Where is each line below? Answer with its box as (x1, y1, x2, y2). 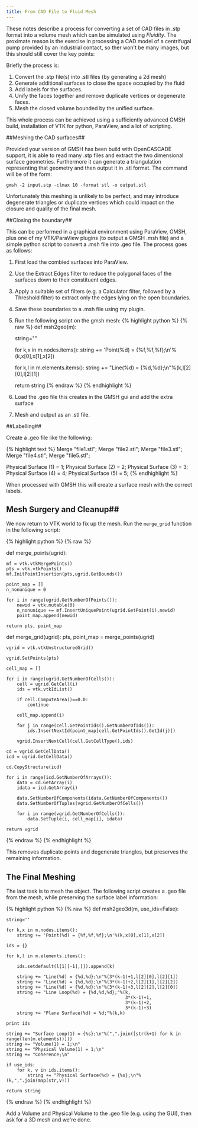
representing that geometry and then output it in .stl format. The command (6, 164, 187, 171)
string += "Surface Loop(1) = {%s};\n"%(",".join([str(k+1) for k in (6, 1031, 181, 1037)
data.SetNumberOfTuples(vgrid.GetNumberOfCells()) (17, 801, 144, 807)
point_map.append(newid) (17, 613, 78, 619)
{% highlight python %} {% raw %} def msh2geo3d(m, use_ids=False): (6, 905, 179, 913)
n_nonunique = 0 (6, 587, 46, 593)
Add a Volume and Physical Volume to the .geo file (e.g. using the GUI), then (6, 1110, 192, 1117)
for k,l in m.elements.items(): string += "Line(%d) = (14, 364, 139, 371)
